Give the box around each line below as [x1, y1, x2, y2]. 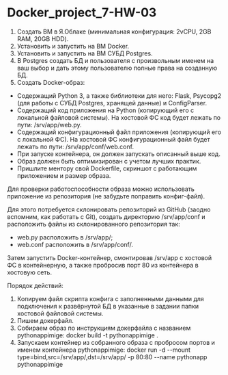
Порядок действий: [7, 281, 63, 289]
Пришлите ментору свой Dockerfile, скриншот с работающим [16, 164, 197, 172]
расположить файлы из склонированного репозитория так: [7, 220, 180, 228]
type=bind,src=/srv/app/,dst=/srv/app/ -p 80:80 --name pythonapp [16, 352, 208, 361]
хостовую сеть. [7, 268, 53, 276]
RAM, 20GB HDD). [16, 34, 69, 42]
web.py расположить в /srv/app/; [16, 233, 113, 241]
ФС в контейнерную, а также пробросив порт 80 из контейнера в [7, 261, 199, 269]
